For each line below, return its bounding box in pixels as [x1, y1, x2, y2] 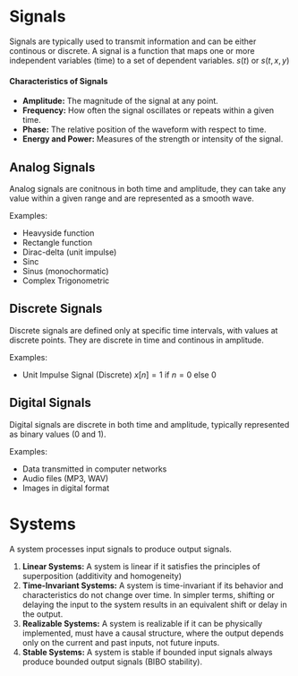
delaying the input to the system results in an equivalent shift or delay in [21, 599, 288, 610]
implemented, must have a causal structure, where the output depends [21, 628, 285, 638]
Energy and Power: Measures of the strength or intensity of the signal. [21, 134, 284, 144]
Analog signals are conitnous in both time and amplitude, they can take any [9, 183, 286, 194]
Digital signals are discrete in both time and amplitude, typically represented [9, 419, 290, 429]
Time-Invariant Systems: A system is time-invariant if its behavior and [21, 580, 284, 591]
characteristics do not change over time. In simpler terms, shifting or [21, 589, 276, 600]
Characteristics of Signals [9, 75, 108, 86]
